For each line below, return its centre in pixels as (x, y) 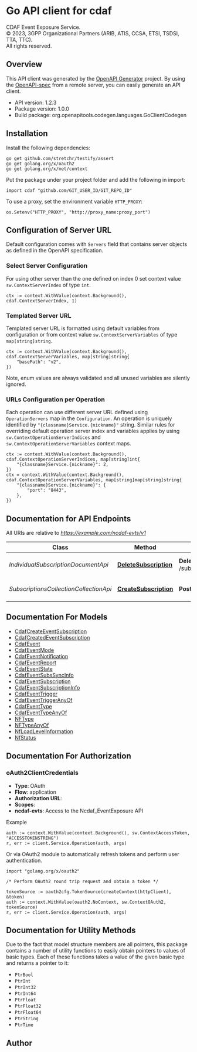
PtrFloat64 (28, 1013)
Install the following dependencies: (48, 148)
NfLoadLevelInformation (44, 731)
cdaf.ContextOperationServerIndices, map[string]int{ (73, 460)
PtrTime (24, 1025)
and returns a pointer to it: (38, 963)
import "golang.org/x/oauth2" (43, 871)
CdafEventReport (35, 663)
